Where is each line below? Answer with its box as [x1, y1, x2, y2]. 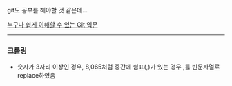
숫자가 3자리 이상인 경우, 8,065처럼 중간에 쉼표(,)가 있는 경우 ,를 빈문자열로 [17, 63, 220, 71]
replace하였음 [17, 72, 56, 80]
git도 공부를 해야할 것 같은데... [7, 6, 88, 14]
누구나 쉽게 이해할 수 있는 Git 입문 [7, 21, 98, 29]
